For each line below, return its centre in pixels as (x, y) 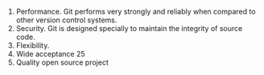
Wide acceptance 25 (50, 54)
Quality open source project (62, 62)
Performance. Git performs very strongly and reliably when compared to (136, 12)
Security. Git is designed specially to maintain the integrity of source (129, 28)
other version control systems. (66, 20)
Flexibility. (33, 45)
